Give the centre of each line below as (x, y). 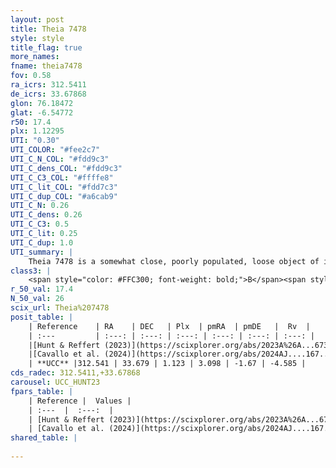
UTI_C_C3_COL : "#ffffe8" (62, 177)
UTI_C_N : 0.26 (40, 206)
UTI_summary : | (42, 252)
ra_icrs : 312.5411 (48, 85)
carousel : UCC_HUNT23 (55, 382)
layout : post (37, 19)
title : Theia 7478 (48, 29)
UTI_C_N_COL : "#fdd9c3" (60, 159)
